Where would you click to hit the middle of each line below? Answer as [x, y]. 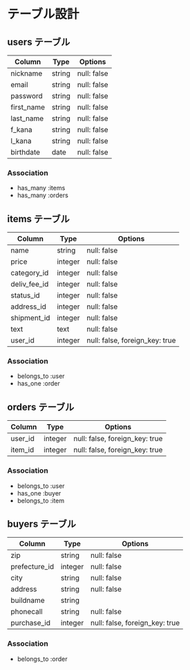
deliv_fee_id [30, 284]
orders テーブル [41, 407]
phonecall [27, 612]
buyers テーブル [42, 524]
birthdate [25, 152]
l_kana [21, 141]
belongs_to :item [41, 500]
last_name [27, 118]
